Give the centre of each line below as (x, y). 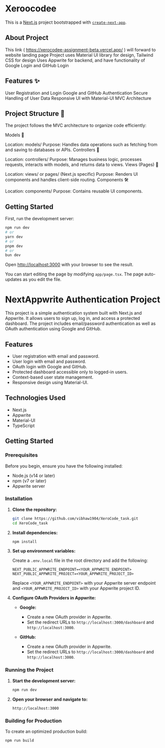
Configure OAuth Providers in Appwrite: (54, 598)
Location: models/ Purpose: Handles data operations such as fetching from (81, 145)
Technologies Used (35, 398)
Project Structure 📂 (35, 113)
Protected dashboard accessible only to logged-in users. (70, 372)
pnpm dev (14, 246)
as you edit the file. (42, 279)
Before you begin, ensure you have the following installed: (64, 466)
